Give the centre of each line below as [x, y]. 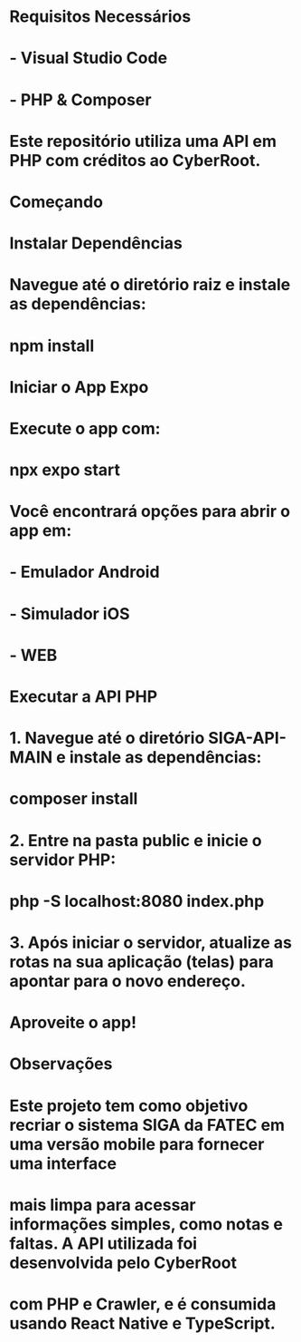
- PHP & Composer [80, 99]
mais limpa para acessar [103, 1205]
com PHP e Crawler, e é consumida [143, 1304]
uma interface [63, 1163]
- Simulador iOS [70, 613]
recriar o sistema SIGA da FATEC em [147, 1125]
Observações [61, 1064]
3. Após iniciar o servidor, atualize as [150, 943]
